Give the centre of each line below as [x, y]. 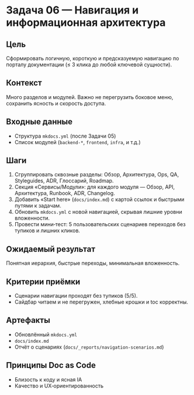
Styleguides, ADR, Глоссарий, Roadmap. [64, 181]
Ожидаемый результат [51, 249]
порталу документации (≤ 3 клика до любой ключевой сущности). [89, 64]
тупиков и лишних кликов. [47, 231]
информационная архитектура [86, 23]
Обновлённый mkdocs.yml [46, 334]
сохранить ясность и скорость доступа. [56, 103]
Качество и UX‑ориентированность [59, 386]
